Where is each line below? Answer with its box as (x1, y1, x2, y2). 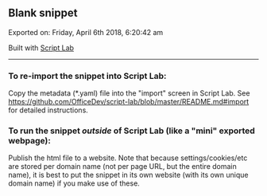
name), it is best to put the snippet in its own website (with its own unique (8, 171, 249, 180)
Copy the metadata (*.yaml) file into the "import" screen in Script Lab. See (8, 88, 250, 98)
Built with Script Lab (8, 43, 74, 53)
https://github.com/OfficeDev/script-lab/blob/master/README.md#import (8, 97, 250, 107)
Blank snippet (8, 6, 78, 20)
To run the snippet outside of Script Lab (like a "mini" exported (8, 125, 256, 136)
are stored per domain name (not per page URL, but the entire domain (8, 162, 237, 171)
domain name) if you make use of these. (8, 178, 141, 188)
